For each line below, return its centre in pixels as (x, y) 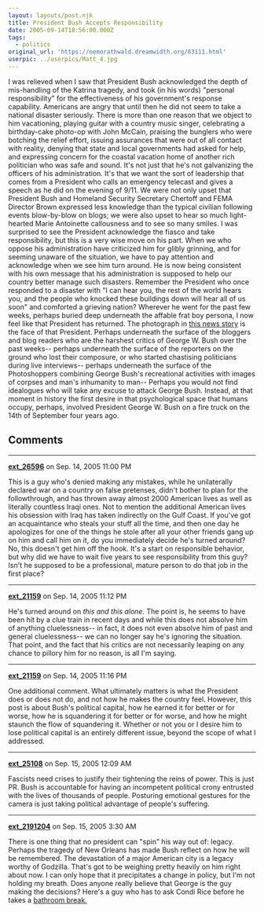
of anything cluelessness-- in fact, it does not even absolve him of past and (130, 628)
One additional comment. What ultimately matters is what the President (123, 690)
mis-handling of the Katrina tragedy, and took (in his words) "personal (121, 90)
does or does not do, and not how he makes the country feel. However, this (130, 699)
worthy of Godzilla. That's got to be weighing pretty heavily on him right (125, 866)
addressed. (26, 741)
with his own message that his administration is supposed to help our (120, 273)
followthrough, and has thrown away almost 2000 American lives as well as (130, 498)
